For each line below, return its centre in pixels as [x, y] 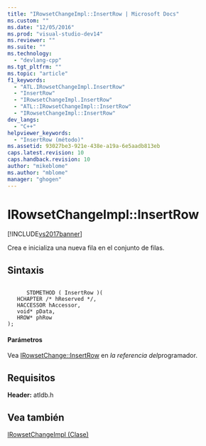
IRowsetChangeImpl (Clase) [48, 435]
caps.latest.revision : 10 [45, 153]
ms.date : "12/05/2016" [41, 27]
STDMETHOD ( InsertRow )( [64, 293]
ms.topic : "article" [38, 73]
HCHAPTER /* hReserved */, [57, 299]
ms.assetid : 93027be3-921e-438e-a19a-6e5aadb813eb [84, 147]
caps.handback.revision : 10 [49, 160]
